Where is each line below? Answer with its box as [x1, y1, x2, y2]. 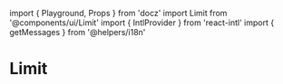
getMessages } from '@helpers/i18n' [9, 27, 146, 37]
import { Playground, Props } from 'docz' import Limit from [9, 8, 228, 18]
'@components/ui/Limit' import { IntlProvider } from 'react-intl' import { [9, 17, 275, 28]
